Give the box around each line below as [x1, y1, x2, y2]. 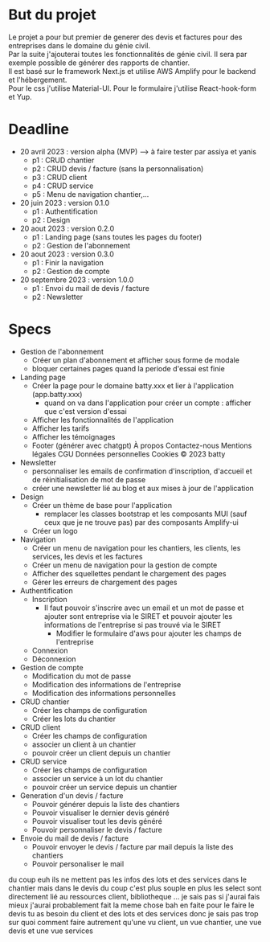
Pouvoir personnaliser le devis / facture [31, 825, 162, 834]
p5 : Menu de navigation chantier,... [31, 189, 149, 199]
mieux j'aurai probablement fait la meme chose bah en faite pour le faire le [8, 900, 255, 910]
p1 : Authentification [31, 207, 98, 216]
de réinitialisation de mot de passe [31, 474, 146, 484]
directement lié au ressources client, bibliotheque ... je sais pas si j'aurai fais [8, 891, 260, 901]
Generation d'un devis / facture [19, 790, 124, 801]
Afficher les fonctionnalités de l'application [31, 415, 174, 424]
